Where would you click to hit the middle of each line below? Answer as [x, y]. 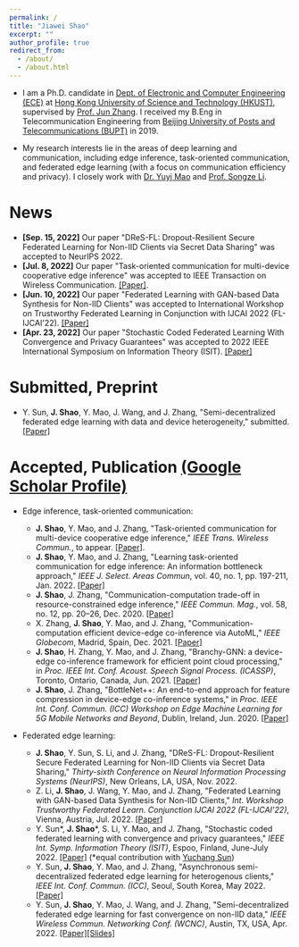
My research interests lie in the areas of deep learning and [129, 147]
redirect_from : [37, 51]
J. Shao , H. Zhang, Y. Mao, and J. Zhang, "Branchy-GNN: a [144, 651]
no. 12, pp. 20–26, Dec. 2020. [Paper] [104, 614]
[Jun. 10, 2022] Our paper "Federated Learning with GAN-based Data [150, 294]
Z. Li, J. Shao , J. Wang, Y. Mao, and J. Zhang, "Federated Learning [158, 791]
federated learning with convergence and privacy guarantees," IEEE [160, 838]
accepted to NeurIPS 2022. [72, 256]
